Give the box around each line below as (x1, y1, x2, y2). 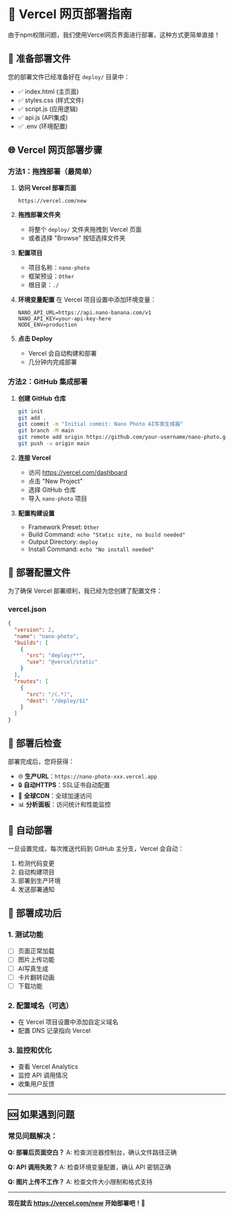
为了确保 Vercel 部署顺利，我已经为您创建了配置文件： (8, 587, 163, 595)
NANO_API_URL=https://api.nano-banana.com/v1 (17, 309, 151, 316)
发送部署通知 (17, 885, 55, 893)
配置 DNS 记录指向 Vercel (17, 1027, 91, 1035)
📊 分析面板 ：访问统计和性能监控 (17, 800, 111, 808)
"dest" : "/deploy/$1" (26, 697, 89, 704)
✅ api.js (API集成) (17, 113, 68, 121)
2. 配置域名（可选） (8, 1000, 73, 1010)
